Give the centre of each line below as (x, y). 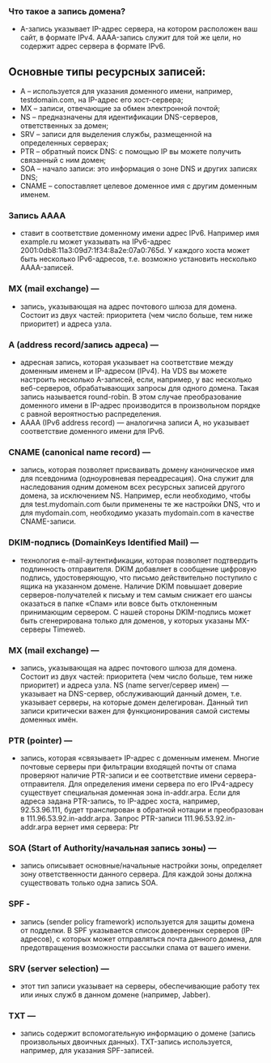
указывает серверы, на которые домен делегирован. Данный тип (134, 702)
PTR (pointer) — (40, 740)
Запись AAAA (37, 216)
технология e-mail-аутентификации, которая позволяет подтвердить (139, 560)
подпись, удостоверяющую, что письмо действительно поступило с (139, 577)
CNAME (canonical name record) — (80, 452)
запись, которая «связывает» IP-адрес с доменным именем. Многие (140, 758)
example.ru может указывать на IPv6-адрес (95, 242)
